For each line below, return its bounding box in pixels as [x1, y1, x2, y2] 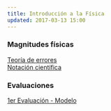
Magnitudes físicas [7, 40, 75, 50]
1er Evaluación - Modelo [7, 96, 77, 105]
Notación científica [7, 63, 61, 71]
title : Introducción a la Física [7, 10, 105, 17]
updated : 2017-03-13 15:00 [7, 17, 86, 24]
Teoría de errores [7, 55, 57, 64]
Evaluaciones [7, 80, 54, 90]
